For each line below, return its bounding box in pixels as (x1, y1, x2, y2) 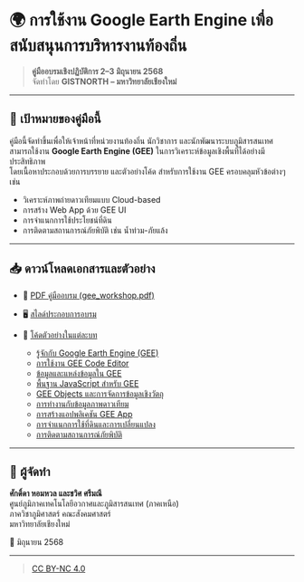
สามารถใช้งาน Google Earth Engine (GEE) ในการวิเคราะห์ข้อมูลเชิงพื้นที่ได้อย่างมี (9, 145, 265, 157)
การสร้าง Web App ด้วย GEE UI (22, 204, 127, 215)
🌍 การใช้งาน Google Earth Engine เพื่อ (9, 10, 274, 31)
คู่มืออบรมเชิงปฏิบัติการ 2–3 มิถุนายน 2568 (31, 65, 164, 76)
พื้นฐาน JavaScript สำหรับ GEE (35, 377, 139, 388)
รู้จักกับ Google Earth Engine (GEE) (35, 348, 159, 358)
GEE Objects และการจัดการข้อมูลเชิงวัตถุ (35, 388, 165, 399)
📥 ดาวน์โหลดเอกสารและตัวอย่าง (9, 262, 156, 277)
